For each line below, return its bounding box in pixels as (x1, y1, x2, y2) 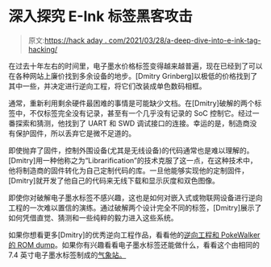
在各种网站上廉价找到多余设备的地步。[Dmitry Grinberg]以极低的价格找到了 (8, 71, 258, 80)
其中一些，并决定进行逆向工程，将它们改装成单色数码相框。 (8, 81, 206, 91)
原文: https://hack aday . (27, 35, 107, 45)
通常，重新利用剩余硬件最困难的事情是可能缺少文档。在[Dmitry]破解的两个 (8, 98, 255, 108)
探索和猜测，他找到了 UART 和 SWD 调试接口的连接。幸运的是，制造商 (15, 118, 250, 128)
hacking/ (27, 44, 58, 54)
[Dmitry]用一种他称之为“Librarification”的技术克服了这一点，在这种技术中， (8, 155, 257, 165)
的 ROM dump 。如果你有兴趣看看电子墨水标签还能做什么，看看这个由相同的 (8, 240, 260, 249)
